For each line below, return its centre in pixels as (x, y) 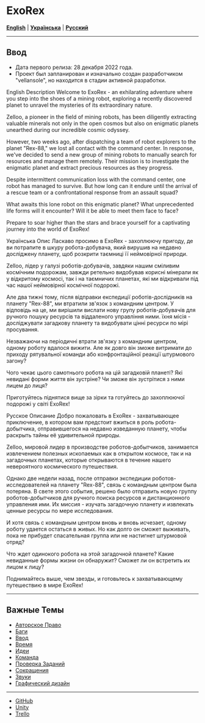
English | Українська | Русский (47, 27)
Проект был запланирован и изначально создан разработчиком (99, 73)
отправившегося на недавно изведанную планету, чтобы (112, 429)
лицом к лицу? (25, 567)
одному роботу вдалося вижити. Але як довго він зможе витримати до (99, 347)
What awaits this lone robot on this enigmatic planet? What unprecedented (100, 204)
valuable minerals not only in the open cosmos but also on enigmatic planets (103, 123)
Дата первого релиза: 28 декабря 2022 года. (74, 67)
